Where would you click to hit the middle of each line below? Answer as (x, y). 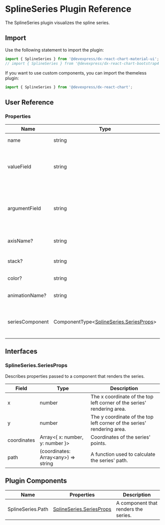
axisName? (20, 241)
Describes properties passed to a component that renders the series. (75, 376)
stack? (15, 261)
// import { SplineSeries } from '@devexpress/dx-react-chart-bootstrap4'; (84, 63)
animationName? (27, 295)
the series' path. (109, 460)
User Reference (29, 102)
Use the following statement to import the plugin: (55, 50)
